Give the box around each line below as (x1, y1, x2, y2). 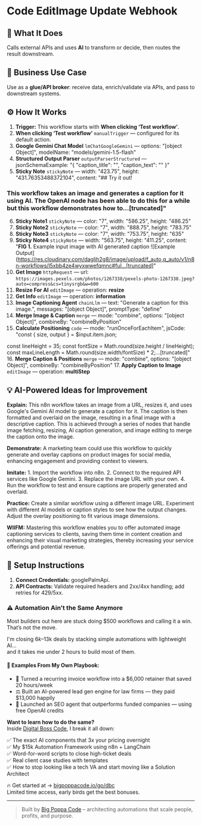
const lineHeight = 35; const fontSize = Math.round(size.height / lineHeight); (7, 342, 194, 350)
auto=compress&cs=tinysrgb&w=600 (15, 281, 99, 287)
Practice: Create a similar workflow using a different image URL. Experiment (7, 499, 194, 506)
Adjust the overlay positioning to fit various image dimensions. (7, 512, 160, 519)
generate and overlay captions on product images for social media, (7, 451, 172, 458)
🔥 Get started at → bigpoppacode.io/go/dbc (7, 782, 115, 789)
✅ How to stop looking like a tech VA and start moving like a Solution (7, 763, 175, 771)
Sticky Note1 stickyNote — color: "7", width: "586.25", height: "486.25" (15, 217, 191, 225)
